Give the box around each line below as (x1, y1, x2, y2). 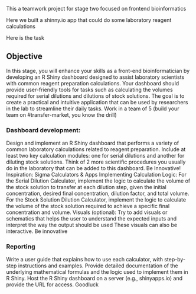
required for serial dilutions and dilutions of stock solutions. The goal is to (6, 92, 185, 100)
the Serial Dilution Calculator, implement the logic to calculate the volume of (6, 177, 191, 184)
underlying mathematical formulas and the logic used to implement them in (6, 269, 188, 276)
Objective (6, 52, 43, 62)
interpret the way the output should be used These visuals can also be (6, 222, 178, 229)
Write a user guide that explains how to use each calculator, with (6, 256, 164, 263)
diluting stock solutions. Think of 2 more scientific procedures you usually (6, 158, 186, 165)
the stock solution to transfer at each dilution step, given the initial (6, 184, 166, 191)
